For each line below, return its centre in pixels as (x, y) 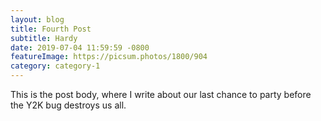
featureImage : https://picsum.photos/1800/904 (109, 57)
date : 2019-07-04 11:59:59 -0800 (80, 47)
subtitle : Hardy (44, 38)
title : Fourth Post (51, 29)
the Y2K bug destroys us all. (68, 105)
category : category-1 (55, 66)
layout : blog (37, 19)
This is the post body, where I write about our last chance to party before (161, 94)
